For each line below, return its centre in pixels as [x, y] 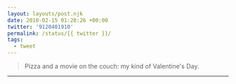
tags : [15, 40]
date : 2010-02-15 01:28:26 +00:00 [58, 20]
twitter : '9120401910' [40, 27]
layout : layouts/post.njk [45, 14]
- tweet [25, 46]
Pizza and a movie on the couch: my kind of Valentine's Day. [112, 66]
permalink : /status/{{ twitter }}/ [59, 33]
